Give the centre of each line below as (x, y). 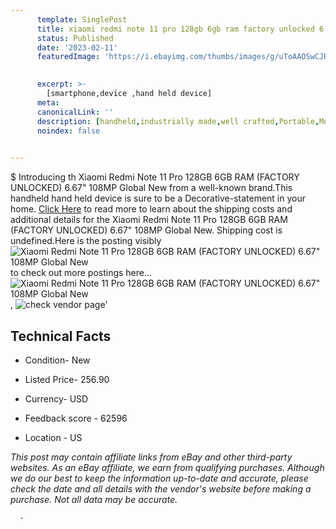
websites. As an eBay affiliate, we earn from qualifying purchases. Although (167, 467)
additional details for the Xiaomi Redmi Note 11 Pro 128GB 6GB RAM (149, 220)
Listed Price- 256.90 (67, 379)
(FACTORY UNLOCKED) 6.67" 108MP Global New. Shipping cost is (146, 230)
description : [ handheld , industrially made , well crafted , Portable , (178, 121)
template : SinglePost (82, 19)
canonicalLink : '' (75, 112)
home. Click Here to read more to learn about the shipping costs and (151, 209)
